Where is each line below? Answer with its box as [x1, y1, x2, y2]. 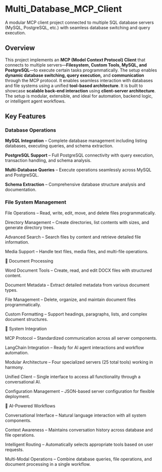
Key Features [5, 112, 46, 121]
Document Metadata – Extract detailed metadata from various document [5, 282, 149, 288]
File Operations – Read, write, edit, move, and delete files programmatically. [5, 210, 156, 216]
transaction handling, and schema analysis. [5, 157, 92, 163]
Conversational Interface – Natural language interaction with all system [5, 412, 146, 418]
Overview [5, 44, 35, 52]
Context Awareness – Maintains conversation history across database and [5, 427, 153, 433]
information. [5, 239, 30, 245]
